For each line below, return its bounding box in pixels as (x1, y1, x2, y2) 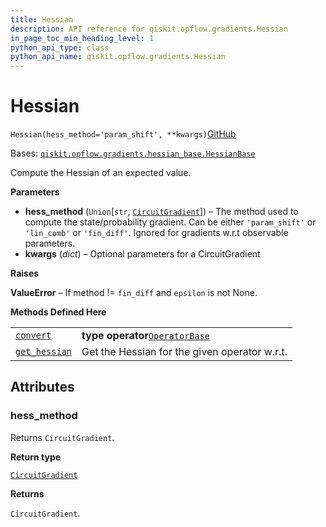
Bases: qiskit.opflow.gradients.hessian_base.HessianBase (10, 147, 256, 160)
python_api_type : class (10, 42, 110, 53)
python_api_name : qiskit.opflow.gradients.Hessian (10, 52, 226, 62)
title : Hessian (10, 14, 74, 25)
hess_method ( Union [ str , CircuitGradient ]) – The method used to (24, 206, 299, 218)
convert (15, 330, 52, 341)
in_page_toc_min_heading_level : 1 (10, 33, 155, 43)
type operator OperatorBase (81, 329, 211, 343)
